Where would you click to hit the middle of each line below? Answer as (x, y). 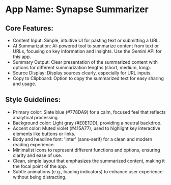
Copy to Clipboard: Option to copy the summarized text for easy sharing (88, 78)
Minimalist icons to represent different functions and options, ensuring (86, 150)
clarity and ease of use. (37, 155)
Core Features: (29, 28)
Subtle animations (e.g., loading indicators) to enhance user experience (88, 171)
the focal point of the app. (40, 166)
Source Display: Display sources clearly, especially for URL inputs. (82, 73)
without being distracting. (39, 177)
